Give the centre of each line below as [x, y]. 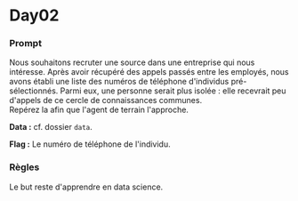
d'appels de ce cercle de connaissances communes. [106, 100]
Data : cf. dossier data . [51, 127]
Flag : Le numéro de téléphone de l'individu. [90, 144]
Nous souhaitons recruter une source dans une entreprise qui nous [132, 62]
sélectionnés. [34, 91]
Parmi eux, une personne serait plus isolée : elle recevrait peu [173, 91]
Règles [24, 167]
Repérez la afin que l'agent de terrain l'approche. [99, 110]
